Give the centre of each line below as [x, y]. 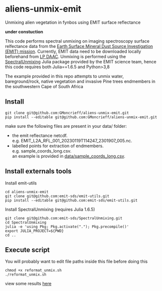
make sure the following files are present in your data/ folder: [66, 126]
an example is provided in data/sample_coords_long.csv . [69, 156]
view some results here [28, 284]
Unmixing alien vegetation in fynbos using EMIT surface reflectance [73, 22]
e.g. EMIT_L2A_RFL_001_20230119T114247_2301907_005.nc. [72, 140]
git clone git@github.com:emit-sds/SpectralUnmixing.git [64, 218]
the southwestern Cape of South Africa [44, 86]
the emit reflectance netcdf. [40, 135]
